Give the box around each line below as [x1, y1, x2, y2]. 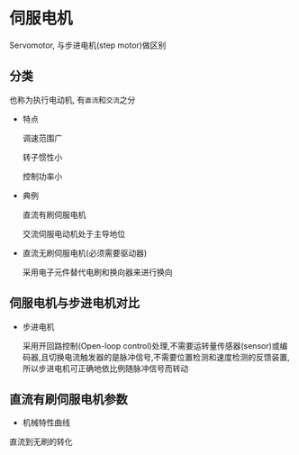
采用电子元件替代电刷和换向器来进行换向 [22, 267, 173, 278]
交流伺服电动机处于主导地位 [22, 228, 126, 239]
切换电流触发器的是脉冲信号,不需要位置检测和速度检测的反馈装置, [48, 351, 290, 362]
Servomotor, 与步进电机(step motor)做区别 [9, 40, 167, 50]
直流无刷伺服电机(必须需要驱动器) [22, 247, 148, 258]
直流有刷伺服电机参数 [9, 391, 128, 406]
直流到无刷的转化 [9, 436, 73, 447]
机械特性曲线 [22, 417, 70, 428]
